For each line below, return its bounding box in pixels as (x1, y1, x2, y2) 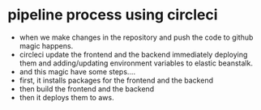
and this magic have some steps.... (19, 66, 135, 76)
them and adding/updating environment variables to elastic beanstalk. (19, 58, 253, 68)
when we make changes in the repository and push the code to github (19, 32, 254, 42)
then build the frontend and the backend (19, 83, 155, 94)
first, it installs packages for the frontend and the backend (19, 75, 214, 85)
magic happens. (19, 40, 74, 50)
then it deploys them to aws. (19, 92, 114, 102)
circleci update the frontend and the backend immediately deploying (19, 49, 248, 59)
